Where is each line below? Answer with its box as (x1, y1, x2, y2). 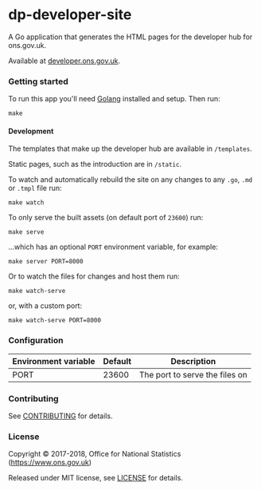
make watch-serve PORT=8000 (8, 317, 102, 325)
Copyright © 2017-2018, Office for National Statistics (8, 449, 181, 459)
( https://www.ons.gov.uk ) (8, 457, 92, 468)
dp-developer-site (8, 6, 132, 24)
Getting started (8, 76, 69, 87)
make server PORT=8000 (8, 258, 84, 266)
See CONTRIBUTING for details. (8, 411, 113, 421)
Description (170, 355, 216, 366)
